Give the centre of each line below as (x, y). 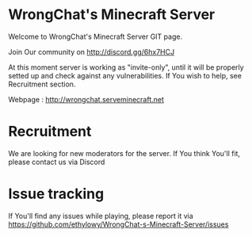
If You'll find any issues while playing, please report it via (101, 216)
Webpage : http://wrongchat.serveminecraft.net (86, 99)
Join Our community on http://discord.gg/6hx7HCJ (92, 52)
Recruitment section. (42, 84)
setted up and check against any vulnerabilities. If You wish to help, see (125, 75)
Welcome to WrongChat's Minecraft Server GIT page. (95, 36)
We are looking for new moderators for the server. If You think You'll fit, (124, 153)
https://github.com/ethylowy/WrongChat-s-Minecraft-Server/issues (118, 224)
